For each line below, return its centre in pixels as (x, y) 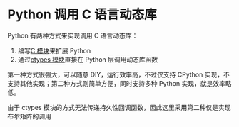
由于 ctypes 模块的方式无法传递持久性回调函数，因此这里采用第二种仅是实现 (119, 107)
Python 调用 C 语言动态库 (82, 15)
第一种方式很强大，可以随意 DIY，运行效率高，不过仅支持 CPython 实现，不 (118, 74)
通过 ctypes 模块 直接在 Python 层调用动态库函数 (88, 59)
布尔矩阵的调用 (29, 116)
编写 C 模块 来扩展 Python (54, 50)
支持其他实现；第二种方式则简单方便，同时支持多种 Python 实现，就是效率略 (119, 83)
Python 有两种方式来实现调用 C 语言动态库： (73, 35)
